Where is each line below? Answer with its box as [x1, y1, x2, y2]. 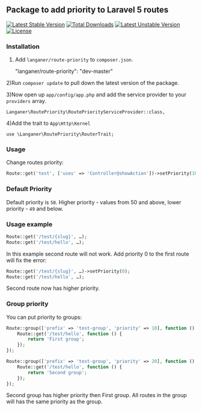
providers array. [6, 98, 46, 105]
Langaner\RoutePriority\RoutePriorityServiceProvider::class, [6, 109, 165, 115]
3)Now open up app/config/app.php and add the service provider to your [6, 91, 186, 98]
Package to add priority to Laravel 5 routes [6, 5, 169, 15]
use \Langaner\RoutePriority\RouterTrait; [6, 131, 114, 137]
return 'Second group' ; [28, 369, 87, 375]
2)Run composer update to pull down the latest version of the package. [6, 80, 179, 87]
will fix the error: [6, 256, 47, 264]
